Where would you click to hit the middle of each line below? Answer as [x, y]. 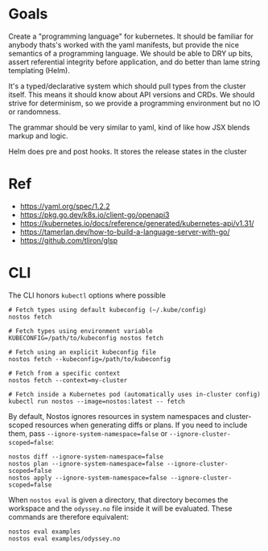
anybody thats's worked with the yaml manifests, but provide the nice [124, 44]
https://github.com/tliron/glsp [69, 240]
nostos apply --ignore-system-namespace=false [88, 478]
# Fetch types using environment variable [80, 331]
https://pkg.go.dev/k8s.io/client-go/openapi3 [95, 215]
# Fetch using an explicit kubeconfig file [82, 352]
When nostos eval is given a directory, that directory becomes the [118, 500]
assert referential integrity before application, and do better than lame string [134, 62]
